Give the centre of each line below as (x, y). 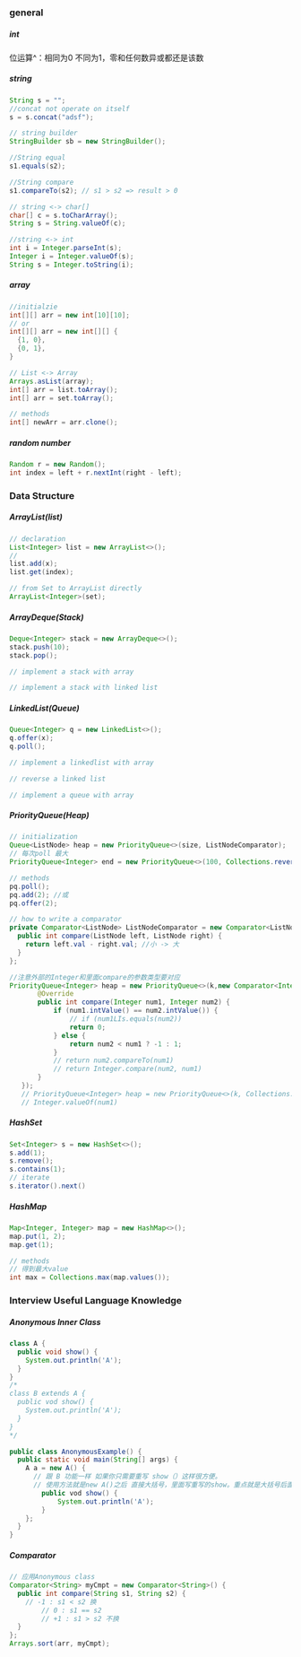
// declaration (38, 539)
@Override (56, 994)
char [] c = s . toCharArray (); (64, 215)
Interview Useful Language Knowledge (95, 1301)
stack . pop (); (34, 655)
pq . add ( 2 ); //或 (39, 894)
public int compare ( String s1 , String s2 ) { (102, 1593)
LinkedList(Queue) (45, 708)
